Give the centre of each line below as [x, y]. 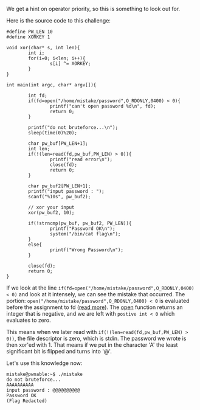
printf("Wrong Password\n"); [86, 250]
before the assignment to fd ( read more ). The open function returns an [95, 307]
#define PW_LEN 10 [29, 32]
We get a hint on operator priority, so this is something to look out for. [93, 9]
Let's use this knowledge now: [44, 363]
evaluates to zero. [29, 320]
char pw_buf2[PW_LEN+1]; [60, 186]
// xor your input [51, 207]
